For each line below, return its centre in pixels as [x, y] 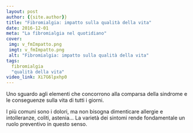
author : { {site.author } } [37, 17]
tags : [13, 61]
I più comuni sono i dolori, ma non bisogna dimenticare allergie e [85, 112]
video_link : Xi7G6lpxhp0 [37, 77]
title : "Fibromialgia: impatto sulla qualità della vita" [79, 22]
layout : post [22, 11]
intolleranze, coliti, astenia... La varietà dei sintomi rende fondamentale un [96, 118]
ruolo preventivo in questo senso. [47, 124]
